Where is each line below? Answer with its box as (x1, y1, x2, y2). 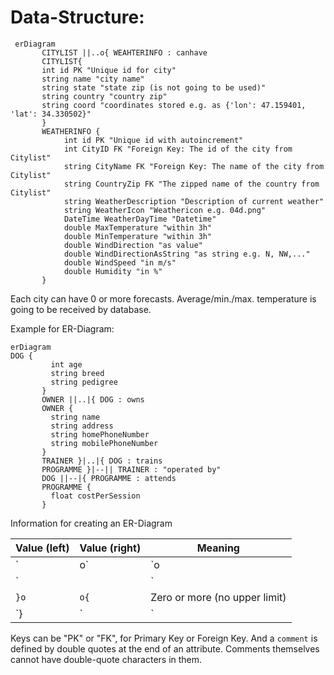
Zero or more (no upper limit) (150, 590, 287, 604)
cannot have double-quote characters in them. (10, 653, 203, 665)
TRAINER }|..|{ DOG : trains (41, 456, 163, 466)
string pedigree (50, 377, 118, 387)
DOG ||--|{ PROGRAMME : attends (41, 473, 177, 483)
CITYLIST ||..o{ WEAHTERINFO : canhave (41, 47, 208, 58)
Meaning (196, 541, 240, 555)
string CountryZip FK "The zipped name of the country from (63, 179, 320, 189)
